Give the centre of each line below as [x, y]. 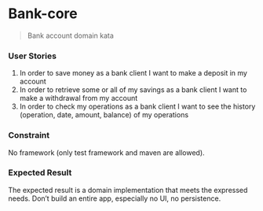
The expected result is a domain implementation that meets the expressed [128, 190]
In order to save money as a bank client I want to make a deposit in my [133, 73]
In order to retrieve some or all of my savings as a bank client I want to [133, 90]
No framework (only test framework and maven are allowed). [107, 152]
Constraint [29, 135]
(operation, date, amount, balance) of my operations [104, 115]
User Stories [33, 56]
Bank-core [43, 14]
